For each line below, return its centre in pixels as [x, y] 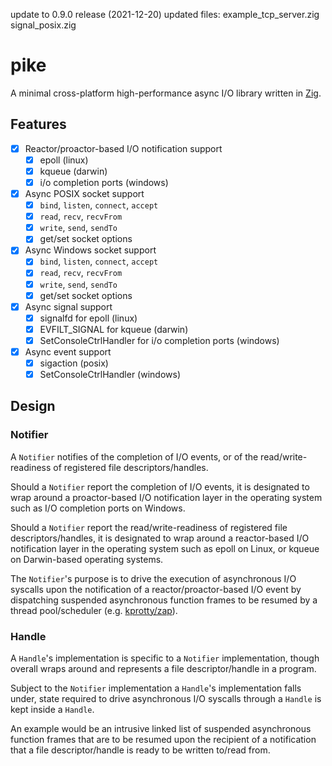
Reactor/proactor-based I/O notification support [123, 148]
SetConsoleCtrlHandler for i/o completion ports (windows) [159, 340]
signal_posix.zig [43, 25]
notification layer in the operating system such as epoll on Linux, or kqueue [165, 548]
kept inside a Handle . [52, 710]
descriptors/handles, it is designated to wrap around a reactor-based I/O [160, 538]
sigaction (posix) [74, 363]
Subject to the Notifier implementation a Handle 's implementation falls [156, 688]
